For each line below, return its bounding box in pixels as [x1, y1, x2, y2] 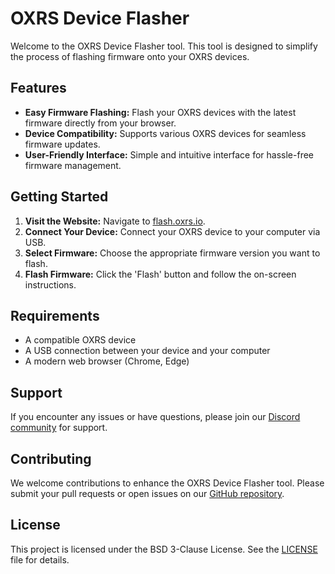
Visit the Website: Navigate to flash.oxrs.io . [24, 215, 206, 227]
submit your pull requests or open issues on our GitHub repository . [10, 488, 285, 499]
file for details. [10, 553, 70, 566]
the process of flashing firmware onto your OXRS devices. [10, 50, 250, 62]
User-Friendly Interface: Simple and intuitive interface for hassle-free [24, 148, 315, 161]
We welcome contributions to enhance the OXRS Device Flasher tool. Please [10, 477, 325, 489]
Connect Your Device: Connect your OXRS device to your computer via [24, 225, 321, 237]
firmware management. [24, 159, 122, 171]
